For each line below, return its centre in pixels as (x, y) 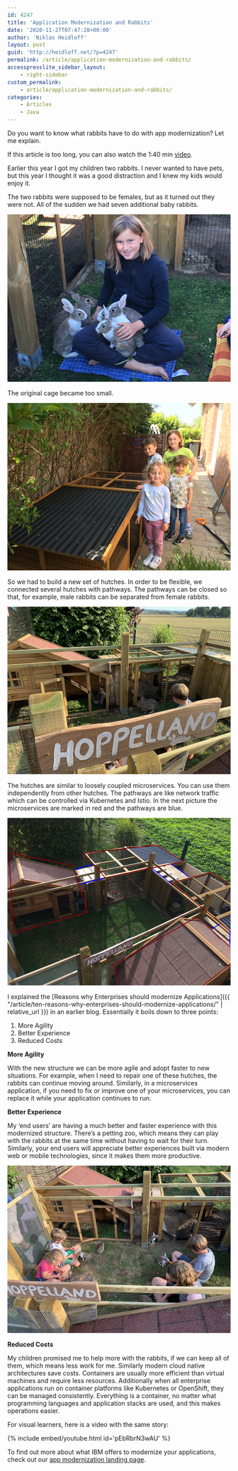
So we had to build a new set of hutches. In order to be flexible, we (105, 582)
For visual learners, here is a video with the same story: (88, 1425)
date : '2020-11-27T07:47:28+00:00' (60, 30)
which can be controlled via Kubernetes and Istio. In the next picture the (112, 800)
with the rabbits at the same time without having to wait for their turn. (108, 1140)
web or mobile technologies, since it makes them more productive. (104, 1156)
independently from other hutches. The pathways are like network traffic (113, 793)
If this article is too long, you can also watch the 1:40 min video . (100, 154)
